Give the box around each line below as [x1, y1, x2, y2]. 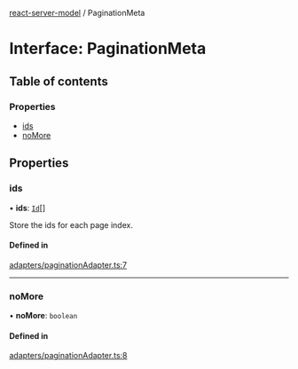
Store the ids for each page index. [9, 219, 133, 230]
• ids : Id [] [9, 202, 46, 213]
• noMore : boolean [9, 310, 78, 321]
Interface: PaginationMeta [9, 39, 207, 59]
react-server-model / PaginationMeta [9, 8, 145, 18]
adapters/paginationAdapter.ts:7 [9, 259, 127, 270]
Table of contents [9, 74, 108, 89]
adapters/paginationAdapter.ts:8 [9, 350, 128, 361]
